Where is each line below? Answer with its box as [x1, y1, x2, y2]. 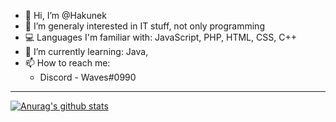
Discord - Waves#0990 [39, 71, 137, 83]
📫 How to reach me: [24, 57, 111, 69]
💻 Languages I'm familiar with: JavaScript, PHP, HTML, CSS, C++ [24, 31, 297, 43]
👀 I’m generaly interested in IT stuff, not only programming [24, 20, 265, 32]
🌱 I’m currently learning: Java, [24, 46, 149, 57]
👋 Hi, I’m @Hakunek [24, 10, 107, 21]
